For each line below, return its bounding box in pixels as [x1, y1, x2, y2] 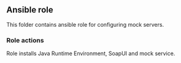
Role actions [6, 36, 44, 44]
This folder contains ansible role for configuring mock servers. [6, 21, 164, 28]
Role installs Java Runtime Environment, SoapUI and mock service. [6, 50, 175, 57]
